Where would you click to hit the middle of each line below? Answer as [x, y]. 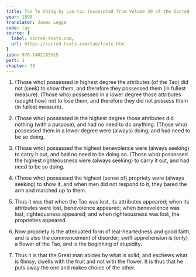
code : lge [18, 28]
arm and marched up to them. [50, 191]
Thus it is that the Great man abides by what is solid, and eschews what [101, 255]
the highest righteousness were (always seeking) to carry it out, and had [102, 160]
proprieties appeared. [41, 220]
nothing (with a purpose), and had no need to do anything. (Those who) [101, 125]
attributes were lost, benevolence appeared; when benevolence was [97, 208]
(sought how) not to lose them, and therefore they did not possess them [101, 101]
